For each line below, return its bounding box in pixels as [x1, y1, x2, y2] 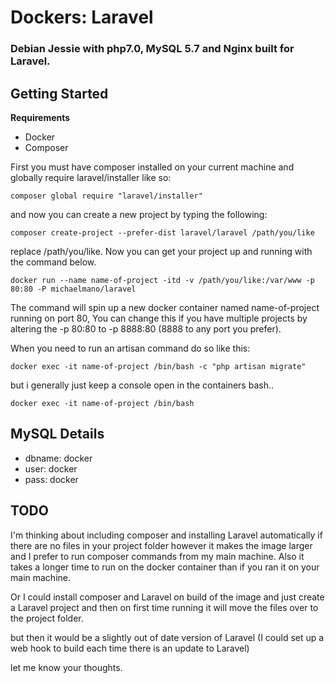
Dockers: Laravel [10, 6, 154, 29]
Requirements [10, 111, 71, 123]
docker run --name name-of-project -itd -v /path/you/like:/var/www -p [10, 275, 315, 285]
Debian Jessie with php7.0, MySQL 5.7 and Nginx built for [10, 42, 295, 56]
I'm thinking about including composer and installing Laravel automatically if [10, 529, 323, 541]
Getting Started [10, 85, 109, 102]
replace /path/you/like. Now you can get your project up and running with [10, 245, 313, 257]
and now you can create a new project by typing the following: [10, 208, 268, 220]
